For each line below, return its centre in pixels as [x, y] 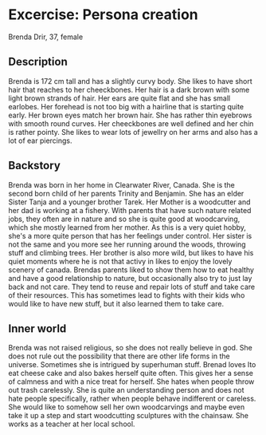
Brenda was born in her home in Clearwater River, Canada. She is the [121, 184]
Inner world [37, 328]
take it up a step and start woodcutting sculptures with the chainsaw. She [129, 416]
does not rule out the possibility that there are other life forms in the [119, 356]
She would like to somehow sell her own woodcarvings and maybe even [127, 407]
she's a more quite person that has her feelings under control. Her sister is [130, 235]
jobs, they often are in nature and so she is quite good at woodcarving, [124, 219]
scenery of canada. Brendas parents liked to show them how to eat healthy [131, 270]
